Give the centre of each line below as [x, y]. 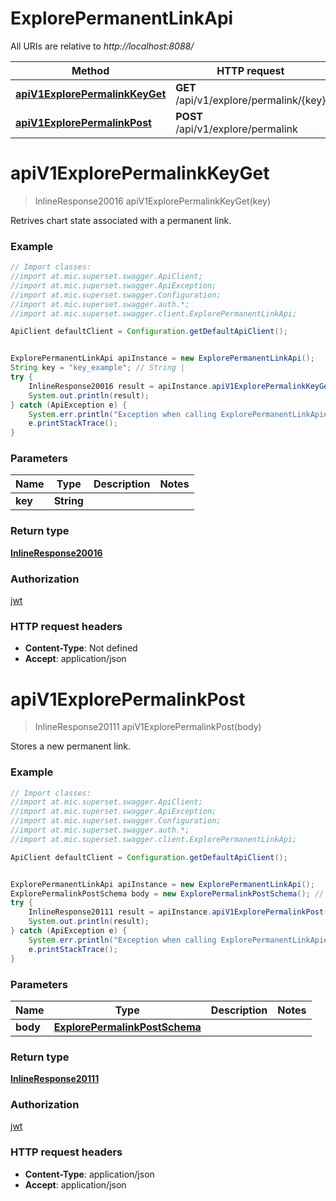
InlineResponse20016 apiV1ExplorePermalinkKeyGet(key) [153, 201]
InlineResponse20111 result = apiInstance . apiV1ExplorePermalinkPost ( [178, 912]
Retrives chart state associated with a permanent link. [121, 220]
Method [90, 70]
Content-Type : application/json [89, 1174]
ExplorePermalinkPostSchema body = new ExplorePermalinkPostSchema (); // [167, 893]
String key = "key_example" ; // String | [98, 368]
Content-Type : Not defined [81, 648]
